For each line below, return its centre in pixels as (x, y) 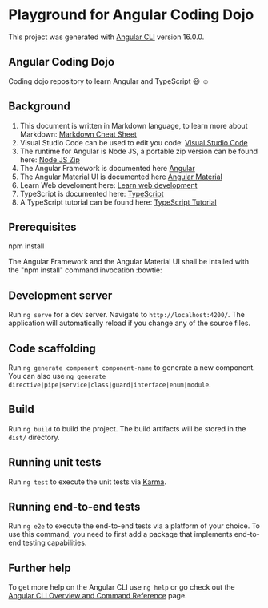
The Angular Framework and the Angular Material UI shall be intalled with (129, 262)
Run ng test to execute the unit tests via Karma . (87, 482)
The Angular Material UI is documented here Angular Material (121, 177)
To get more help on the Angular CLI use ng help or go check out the (122, 587)
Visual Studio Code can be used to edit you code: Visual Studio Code (134, 142)
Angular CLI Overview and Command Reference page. (98, 596)
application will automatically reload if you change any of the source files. (129, 323)
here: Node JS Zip (50, 159)
